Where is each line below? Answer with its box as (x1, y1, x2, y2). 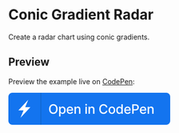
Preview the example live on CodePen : (8, 76, 135, 86)
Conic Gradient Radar (8, 6, 154, 24)
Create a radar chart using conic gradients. (8, 32, 150, 42)
